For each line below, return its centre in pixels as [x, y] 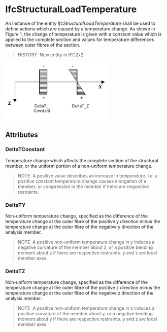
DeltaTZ [15, 271]
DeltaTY [15, 205]
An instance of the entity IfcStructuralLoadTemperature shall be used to [80, 23]
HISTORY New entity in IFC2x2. [51, 55]
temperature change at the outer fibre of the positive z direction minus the [83, 288]
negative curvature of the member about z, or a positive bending [85, 247]
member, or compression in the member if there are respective [83, 187]
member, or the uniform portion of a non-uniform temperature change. [79, 166]
